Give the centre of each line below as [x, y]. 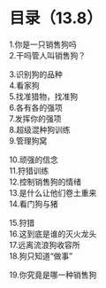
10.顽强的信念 [34, 160]
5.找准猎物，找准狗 [43, 96]
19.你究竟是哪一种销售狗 [53, 275]
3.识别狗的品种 [36, 74]
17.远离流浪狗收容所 [45, 245]
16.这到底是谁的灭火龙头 [53, 234]
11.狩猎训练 [29, 170]
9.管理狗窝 [28, 140]
